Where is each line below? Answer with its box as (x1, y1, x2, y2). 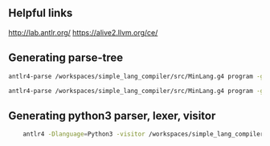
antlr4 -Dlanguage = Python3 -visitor (22, 130, 146, 139)
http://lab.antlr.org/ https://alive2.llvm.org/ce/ (8, 27, 158, 37)
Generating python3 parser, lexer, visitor (8, 108, 216, 123)
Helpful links (8, 6, 73, 20)
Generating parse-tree (8, 51, 124, 65)
